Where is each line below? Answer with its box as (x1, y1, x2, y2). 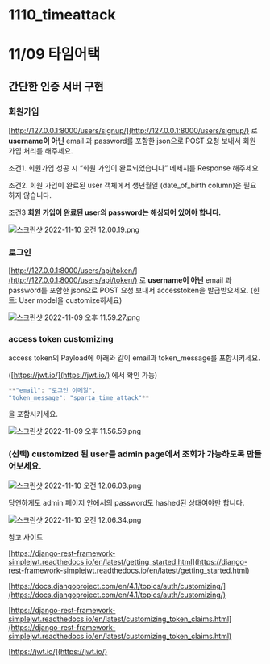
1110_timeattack (8, 6, 117, 24)
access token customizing (8, 334, 114, 345)
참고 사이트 (8, 532, 44, 542)
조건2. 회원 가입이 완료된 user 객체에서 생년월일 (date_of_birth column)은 (8, 180, 242, 191)
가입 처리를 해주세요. (8, 146, 73, 156)
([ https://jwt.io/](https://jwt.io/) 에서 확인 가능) (8, 370, 158, 380)
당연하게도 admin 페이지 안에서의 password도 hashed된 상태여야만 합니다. (8, 498, 245, 507)
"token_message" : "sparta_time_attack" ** (8, 393, 150, 401)
